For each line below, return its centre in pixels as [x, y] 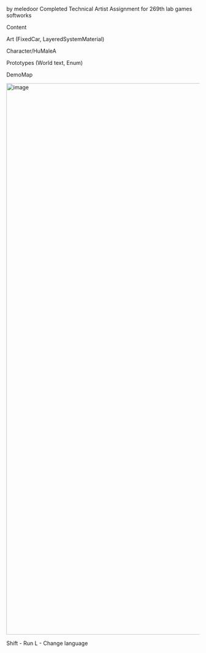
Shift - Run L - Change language [47, 643]
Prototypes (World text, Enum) [45, 63]
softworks [19, 15]
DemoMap [20, 75]
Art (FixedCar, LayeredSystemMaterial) [55, 39]
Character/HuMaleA [31, 51]
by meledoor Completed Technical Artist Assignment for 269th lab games [99, 9]
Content [17, 27]
